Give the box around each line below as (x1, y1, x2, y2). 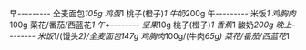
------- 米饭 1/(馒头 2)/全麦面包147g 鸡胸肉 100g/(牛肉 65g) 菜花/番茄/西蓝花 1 (9, 31, 290, 41)
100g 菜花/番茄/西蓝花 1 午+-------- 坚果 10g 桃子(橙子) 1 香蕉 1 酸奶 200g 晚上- (9, 19, 296, 30)
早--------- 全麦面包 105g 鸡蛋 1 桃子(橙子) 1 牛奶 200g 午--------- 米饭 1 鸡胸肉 (9, 8, 297, 18)
